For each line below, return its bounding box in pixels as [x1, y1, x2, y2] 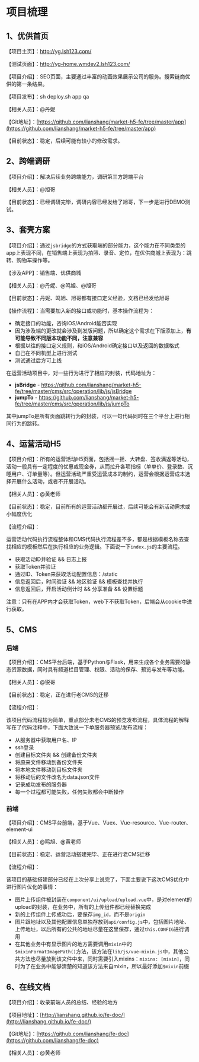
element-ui [6, 826, 33, 833]
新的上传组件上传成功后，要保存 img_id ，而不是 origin [14, 911, 146, 918]
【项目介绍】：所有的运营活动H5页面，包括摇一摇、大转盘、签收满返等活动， [6, 455, 192, 463]
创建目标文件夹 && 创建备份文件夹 [14, 752, 98, 759]
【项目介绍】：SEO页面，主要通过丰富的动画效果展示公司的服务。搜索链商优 [6, 73, 191, 80]
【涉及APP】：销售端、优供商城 [6, 269, 82, 276]
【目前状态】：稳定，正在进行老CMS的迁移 [6, 691, 109, 698]
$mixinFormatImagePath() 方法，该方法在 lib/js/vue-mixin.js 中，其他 [14, 948, 184, 955]
